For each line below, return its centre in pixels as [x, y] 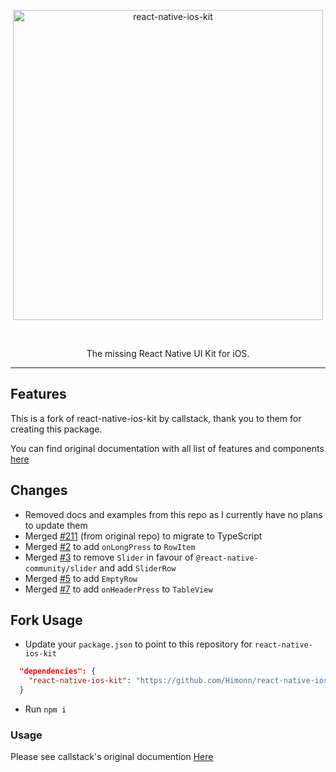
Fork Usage [46, 620]
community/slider [61, 568]
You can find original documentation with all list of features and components [167, 448]
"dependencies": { [58, 671]
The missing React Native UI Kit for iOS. [168, 353]
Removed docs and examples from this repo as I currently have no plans [173, 514]
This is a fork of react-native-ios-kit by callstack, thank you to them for [156, 418]
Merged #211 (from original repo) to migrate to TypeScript [143, 536]
